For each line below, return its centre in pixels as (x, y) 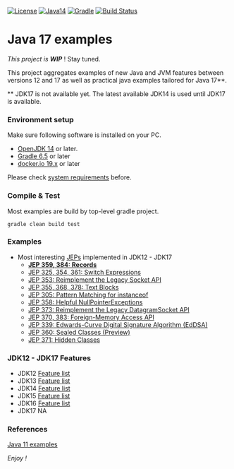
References (27, 429)
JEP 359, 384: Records (62, 264)
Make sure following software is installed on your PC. (85, 135)
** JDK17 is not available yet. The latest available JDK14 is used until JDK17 (116, 94)
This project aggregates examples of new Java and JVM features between (116, 72)
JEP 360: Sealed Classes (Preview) (79, 332)
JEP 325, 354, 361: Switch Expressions (84, 272)
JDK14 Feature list (44, 388)
